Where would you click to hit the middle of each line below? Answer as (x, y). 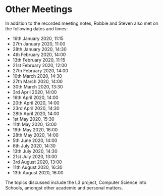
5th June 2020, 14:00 (35, 140)
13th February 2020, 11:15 (39, 60)
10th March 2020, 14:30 (37, 76)
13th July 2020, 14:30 (35, 151)
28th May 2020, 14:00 (36, 135)
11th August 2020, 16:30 (38, 167)
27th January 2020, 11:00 (39, 43)
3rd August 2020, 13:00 (37, 162)
